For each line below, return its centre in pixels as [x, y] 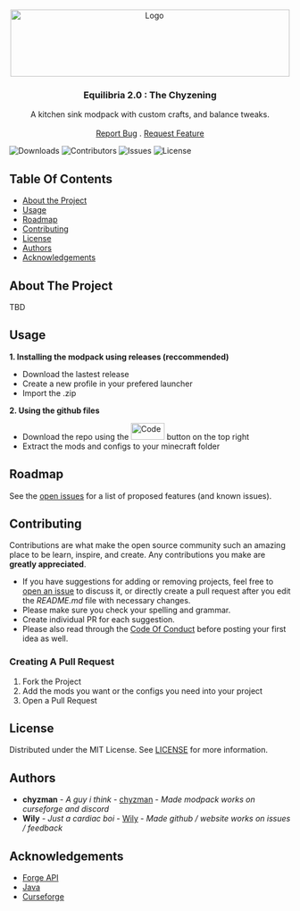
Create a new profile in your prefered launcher [108, 384]
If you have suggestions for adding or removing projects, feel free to [148, 582]
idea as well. [45, 638]
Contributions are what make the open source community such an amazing [147, 545]
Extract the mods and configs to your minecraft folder [121, 446]
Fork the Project [52, 681]
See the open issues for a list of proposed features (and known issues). [141, 495]
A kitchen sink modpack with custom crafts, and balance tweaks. [150, 114]
